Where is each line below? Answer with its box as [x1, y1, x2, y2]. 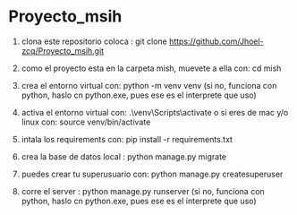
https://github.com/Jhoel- [168, 36, 265, 47]
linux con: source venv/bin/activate [21, 116, 151, 127]
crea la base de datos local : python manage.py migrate [21, 150, 227, 162]
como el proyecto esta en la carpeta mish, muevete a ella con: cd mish [21, 63, 282, 73]
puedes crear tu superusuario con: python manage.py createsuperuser [21, 168, 284, 179]
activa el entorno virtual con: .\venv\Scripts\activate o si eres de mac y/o [21, 107, 289, 117]
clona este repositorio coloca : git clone [21, 36, 167, 47]
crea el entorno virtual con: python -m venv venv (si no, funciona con [21, 80, 277, 90]
